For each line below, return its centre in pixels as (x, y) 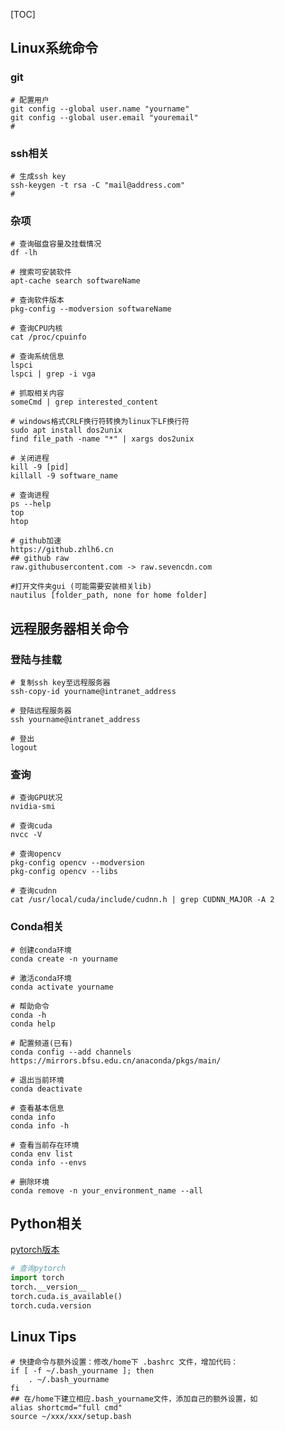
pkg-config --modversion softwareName (91, 309)
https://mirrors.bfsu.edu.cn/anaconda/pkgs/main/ (116, 1060)
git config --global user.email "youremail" (104, 117)
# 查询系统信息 (37, 357)
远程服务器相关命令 (69, 628)
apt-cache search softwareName (75, 281)
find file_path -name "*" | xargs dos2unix (102, 439)
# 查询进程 (30, 495)
